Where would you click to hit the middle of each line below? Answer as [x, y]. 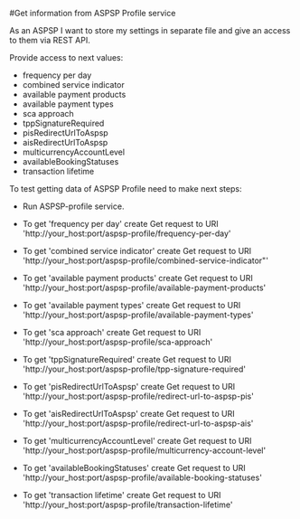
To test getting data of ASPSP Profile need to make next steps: [126, 189]
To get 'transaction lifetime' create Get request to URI [122, 495]
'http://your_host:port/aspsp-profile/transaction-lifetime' [127, 505]
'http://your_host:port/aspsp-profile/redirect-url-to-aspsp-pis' [138, 396]
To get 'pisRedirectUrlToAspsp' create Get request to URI [129, 387]
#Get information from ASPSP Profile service [93, 13]
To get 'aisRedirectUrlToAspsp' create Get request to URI [128, 414]
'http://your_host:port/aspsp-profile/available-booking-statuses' [142, 477]
